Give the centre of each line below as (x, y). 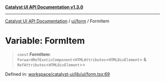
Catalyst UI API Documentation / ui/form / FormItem (57, 21)
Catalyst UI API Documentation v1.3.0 (44, 7)
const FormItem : (34, 54)
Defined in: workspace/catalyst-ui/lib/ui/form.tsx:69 (57, 74)
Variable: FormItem (45, 41)
